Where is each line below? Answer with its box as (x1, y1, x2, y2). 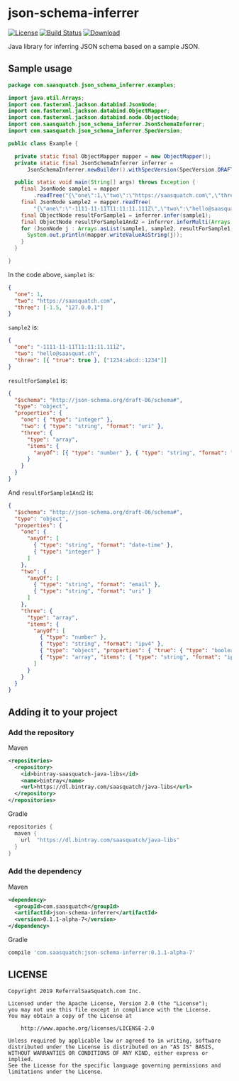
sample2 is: (8, 323, 39, 332)
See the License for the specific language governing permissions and (8, 1062, 221, 1069)
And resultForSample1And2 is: (8, 488, 94, 497)
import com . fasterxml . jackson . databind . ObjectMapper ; (8, 108, 171, 115)
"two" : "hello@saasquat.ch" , (14, 350, 101, 357)
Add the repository (8, 727, 74, 737)
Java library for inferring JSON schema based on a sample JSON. (8, 42, 201, 50)
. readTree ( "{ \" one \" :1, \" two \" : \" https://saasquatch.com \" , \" (33, 192, 221, 199)
